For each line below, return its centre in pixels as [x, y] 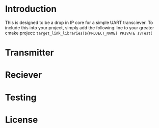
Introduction [31, 9]
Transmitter [29, 53]
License [22, 119]
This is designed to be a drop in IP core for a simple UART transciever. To [79, 22]
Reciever [24, 75]
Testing [21, 97]
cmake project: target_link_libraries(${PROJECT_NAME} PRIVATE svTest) [79, 33]
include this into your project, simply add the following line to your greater [80, 27]
